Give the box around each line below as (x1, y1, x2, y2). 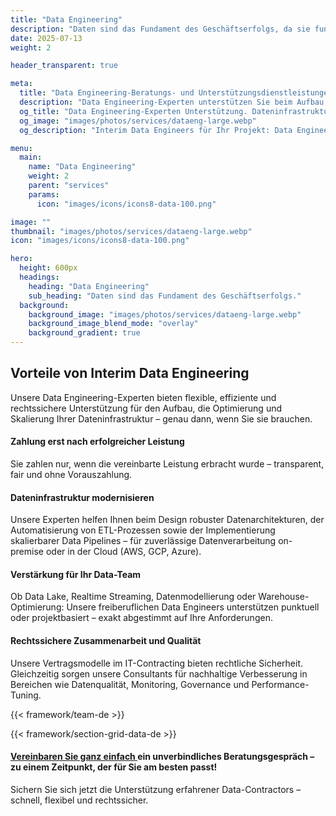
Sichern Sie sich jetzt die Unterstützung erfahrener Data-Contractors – (10, 783, 302, 795)
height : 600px (19, 263, 78, 273)
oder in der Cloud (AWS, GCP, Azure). (45, 546, 202, 558)
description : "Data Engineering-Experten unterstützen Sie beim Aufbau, (19, 97, 329, 107)
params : (28, 189, 60, 200)
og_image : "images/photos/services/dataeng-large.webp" (19, 116, 257, 126)
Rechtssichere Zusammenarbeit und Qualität (10, 635, 202, 647)
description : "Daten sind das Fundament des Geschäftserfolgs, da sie (10, 24, 311, 34)
